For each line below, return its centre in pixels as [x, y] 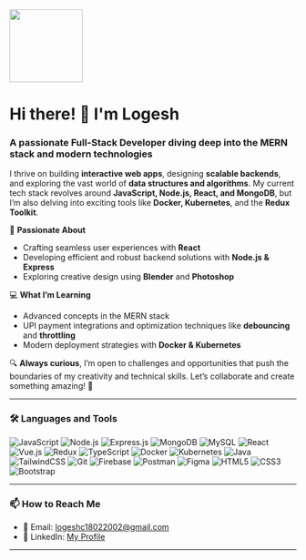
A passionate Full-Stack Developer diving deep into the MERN [149, 143]
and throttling [49, 335]
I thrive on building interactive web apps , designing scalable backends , [145, 174]
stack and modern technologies [81, 154]
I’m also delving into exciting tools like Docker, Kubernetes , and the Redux [150, 203]
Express [38, 267]
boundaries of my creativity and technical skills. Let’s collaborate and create [152, 376]
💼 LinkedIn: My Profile [64, 537]
